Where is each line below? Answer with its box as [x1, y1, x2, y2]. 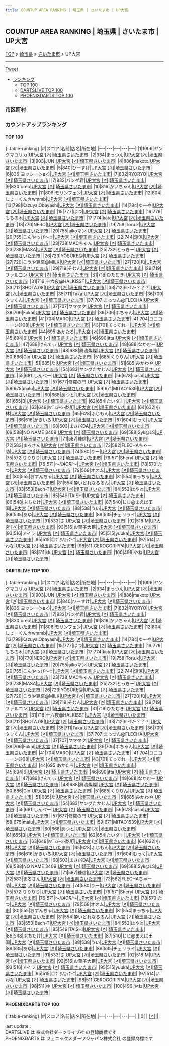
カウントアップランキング [5, 121, 67, 128]
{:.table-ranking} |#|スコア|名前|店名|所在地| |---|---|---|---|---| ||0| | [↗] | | [5, 1013, 159, 1019]
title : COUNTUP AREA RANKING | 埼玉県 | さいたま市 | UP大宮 [5, 7, 128, 13]
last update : [5, 1023, 31, 1029]
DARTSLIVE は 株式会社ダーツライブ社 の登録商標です [5, 1029, 117, 1035]
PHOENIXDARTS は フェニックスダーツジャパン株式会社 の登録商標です [5, 1035, 153, 1041]
